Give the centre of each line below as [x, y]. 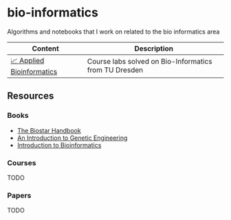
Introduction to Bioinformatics [59, 145]
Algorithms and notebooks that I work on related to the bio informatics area [113, 32]
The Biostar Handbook [49, 130]
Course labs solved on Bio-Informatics [150, 62]
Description [154, 48]
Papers [19, 195]
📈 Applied [27, 60]
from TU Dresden [115, 70]
